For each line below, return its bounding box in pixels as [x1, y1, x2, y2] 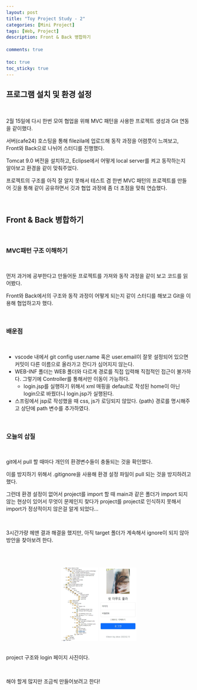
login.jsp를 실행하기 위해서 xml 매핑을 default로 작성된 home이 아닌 [23, 383, 181, 390]
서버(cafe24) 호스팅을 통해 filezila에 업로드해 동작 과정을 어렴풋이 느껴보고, [6, 137, 179, 144]
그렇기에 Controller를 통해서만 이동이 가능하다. [22, 375, 130, 382]
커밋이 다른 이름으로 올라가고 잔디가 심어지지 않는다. [14, 360, 134, 367]
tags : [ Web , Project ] [6, 28, 59, 34]
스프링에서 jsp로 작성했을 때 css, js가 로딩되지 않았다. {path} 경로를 [14, 397, 170, 404]
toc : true [6, 59, 31, 65]
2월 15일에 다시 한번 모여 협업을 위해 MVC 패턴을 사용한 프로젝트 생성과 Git [6, 118, 179, 125]
